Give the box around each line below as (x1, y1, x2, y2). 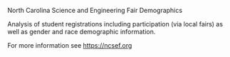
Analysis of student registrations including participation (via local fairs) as (7, 20, 223, 28)
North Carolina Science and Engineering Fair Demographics (7, 6, 183, 14)
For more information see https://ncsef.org (7, 41, 132, 49)
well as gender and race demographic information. (7, 28, 156, 36)
